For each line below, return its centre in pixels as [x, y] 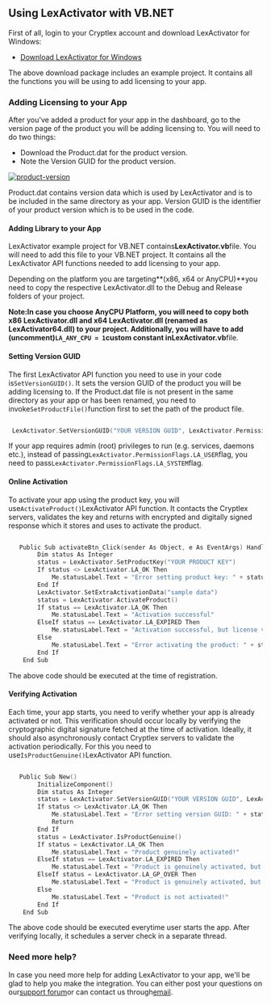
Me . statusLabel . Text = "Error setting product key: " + [147, 577]
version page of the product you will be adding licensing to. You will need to [134, 129]
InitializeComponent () [75, 784]
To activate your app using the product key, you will [94, 500]
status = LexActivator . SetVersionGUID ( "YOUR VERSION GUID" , [140, 800]
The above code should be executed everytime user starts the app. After [129, 927]
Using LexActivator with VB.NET [92, 13]
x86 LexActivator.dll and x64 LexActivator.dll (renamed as [108, 321]
